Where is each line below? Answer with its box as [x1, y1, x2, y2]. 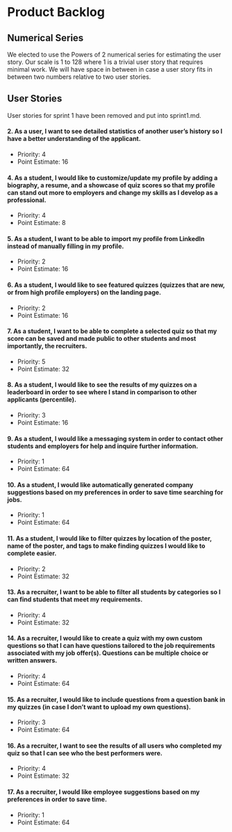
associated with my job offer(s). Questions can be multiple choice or [7, 649, 208, 657]
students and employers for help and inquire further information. [7, 442, 199, 450]
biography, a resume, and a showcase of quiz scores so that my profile [7, 180, 215, 189]
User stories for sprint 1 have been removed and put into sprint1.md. [7, 111, 201, 119]
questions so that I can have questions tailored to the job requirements [7, 642, 215, 650]
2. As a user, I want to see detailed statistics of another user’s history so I [7, 127, 223, 136]
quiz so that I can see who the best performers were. [7, 748, 163, 757]
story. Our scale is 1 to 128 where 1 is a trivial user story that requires [7, 58, 204, 66]
